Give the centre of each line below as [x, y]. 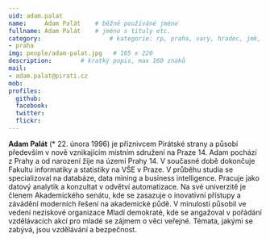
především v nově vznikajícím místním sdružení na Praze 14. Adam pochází [133, 152]
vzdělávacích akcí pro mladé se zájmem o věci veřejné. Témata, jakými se [131, 221]
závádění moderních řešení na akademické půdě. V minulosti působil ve [127, 203]
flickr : [29, 121]
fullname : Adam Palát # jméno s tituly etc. [90, 31]
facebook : [32, 106]
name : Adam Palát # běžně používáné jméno [93, 23]
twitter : [30, 114]
